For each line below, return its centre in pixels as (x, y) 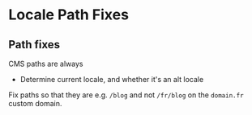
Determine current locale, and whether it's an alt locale (112, 79)
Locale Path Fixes (69, 15)
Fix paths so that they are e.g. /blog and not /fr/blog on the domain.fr (126, 95)
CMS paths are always (46, 64)
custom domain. (35, 103)
